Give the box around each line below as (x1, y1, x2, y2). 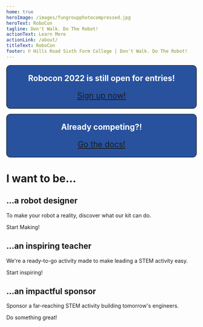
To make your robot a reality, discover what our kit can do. (6, 212, 152, 219)
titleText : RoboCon (6, 43, 56, 49)
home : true (6, 8, 34, 15)
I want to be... (6, 172, 77, 185)
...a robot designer (6, 196, 78, 206)
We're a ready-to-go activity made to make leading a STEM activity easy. (6, 257, 188, 264)
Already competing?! (60, 121, 143, 132)
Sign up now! (77, 90, 126, 100)
